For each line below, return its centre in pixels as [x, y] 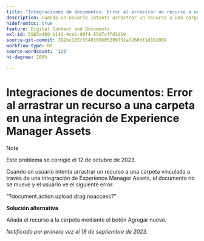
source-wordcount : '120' [38, 52]
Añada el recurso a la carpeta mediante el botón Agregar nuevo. [87, 220]
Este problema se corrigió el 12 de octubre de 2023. [71, 160]
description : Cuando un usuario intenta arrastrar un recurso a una [95, 18]
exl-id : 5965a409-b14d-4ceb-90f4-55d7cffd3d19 [66, 35]
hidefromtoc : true [29, 23]
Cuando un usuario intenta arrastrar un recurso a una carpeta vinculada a [98, 171]
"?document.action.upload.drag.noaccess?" [61, 196]
